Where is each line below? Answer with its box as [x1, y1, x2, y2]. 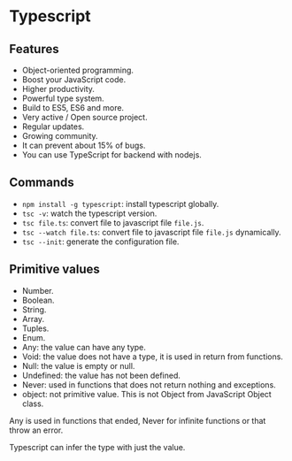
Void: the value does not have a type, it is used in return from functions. [21, 351, 283, 362]
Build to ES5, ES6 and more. [21, 103, 125, 112]
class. [21, 398, 44, 409]
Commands [9, 175, 75, 190]
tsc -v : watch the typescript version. [21, 208, 158, 219]
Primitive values [9, 262, 100, 277]
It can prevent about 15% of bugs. [21, 140, 146, 150]
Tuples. [21, 323, 50, 334]
